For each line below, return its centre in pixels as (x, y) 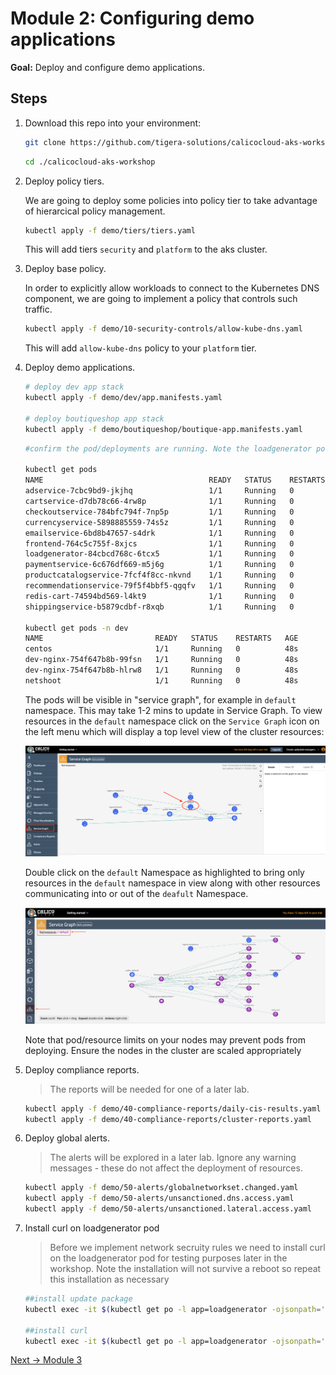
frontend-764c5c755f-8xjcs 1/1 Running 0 (159, 543)
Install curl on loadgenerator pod (92, 1228)
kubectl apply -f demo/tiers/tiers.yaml (110, 230)
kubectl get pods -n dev (76, 628)
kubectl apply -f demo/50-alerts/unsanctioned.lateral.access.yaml (168, 1209)
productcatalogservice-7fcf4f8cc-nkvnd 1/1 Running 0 (159, 575)
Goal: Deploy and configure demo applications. (107, 67)
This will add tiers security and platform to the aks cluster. (146, 249)
